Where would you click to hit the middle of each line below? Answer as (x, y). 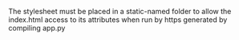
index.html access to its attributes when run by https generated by (118, 20)
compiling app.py (37, 28)
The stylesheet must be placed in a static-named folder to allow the (120, 11)
